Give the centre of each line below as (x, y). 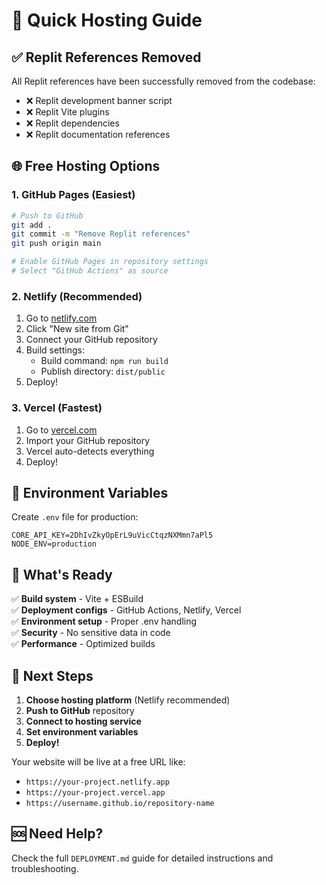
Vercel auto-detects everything (90, 451)
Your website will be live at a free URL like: (98, 761)
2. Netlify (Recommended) (77, 296)
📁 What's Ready (62, 574)
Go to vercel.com (61, 430)
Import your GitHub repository (88, 440)
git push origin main (56, 244)
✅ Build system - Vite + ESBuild (77, 599)
